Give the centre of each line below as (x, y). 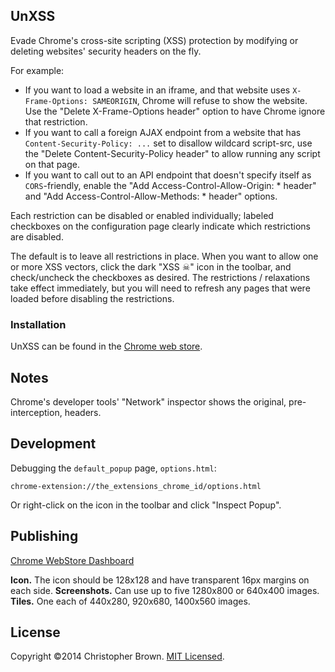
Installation (38, 324)
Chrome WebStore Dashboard (72, 560)
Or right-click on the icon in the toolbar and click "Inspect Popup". (146, 505)
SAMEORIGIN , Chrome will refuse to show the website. (200, 100)
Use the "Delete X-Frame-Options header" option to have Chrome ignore (175, 111)
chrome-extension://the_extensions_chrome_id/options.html (136, 486)
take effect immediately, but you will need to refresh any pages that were (160, 288)
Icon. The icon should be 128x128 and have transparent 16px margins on (160, 580)
